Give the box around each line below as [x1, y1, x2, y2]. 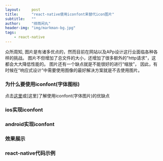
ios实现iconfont [5, 106, 43, 113]
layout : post [5, 7, 41, 12]
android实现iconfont [5, 121, 55, 128]
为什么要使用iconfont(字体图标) [5, 81, 80, 88]
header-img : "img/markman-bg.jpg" [5, 26, 76, 31]
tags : [5, 30, 16, 35]
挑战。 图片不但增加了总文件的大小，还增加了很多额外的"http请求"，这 [13, 55, 156, 61]
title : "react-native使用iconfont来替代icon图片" [5, 12, 114, 17]
